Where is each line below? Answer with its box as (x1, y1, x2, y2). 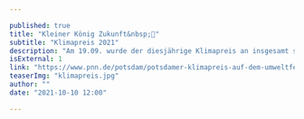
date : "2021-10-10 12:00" (9, 87, 107, 97)
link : (9, 63, 30, 72)
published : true (9, 21, 71, 30)
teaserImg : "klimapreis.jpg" (9, 71, 119, 81)
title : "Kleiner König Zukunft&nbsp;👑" (9, 29, 160, 39)
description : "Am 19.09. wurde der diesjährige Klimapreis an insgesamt (9, 46, 290, 55)
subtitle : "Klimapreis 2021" (9, 38, 119, 47)
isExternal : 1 (9, 55, 63, 64)
